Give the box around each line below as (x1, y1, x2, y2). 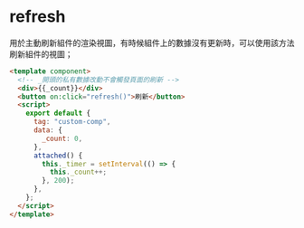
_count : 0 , (42, 134, 83, 143)
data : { (33, 126, 63, 135)
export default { (25, 109, 91, 119)
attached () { (33, 151, 83, 160)
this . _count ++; (49, 167, 107, 177)
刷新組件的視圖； (9, 48, 73, 60)
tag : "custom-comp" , (33, 118, 111, 127)
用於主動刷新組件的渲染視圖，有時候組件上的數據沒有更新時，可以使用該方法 (9, 37, 295, 48)
